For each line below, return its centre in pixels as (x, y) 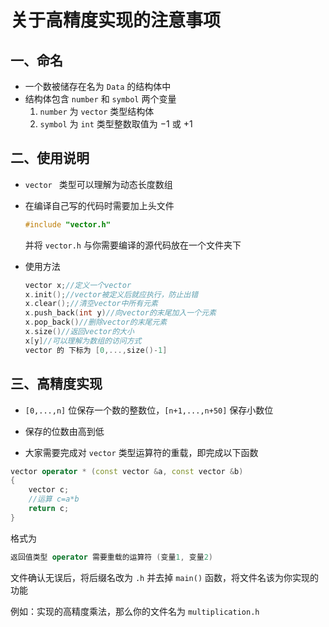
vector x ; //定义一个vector (78, 285)
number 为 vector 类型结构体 (97, 111)
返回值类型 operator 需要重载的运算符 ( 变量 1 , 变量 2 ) (111, 557)
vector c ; (49, 490)
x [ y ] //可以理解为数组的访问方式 (83, 341)
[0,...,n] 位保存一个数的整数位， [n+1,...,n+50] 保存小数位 (149, 410)
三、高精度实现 (56, 384)
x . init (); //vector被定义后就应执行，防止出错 (111, 294)
